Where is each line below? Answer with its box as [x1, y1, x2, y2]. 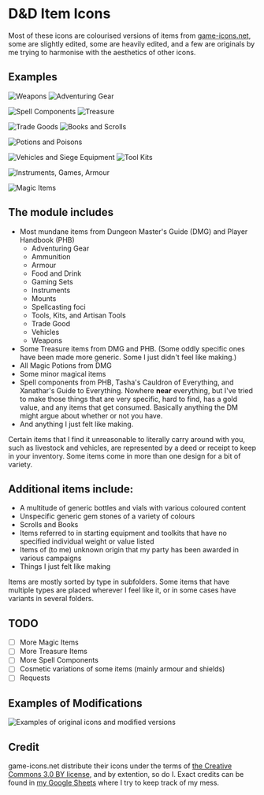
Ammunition [31, 251, 71, 261]
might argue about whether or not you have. [19, 411, 163, 420]
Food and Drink [31, 269, 82, 278]
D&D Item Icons [8, 5, 111, 23]
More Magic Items [19, 637, 79, 647]
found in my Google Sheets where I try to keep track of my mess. [8, 778, 219, 788]
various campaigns [19, 553, 82, 563]
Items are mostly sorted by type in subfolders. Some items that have [8, 577, 230, 587]
